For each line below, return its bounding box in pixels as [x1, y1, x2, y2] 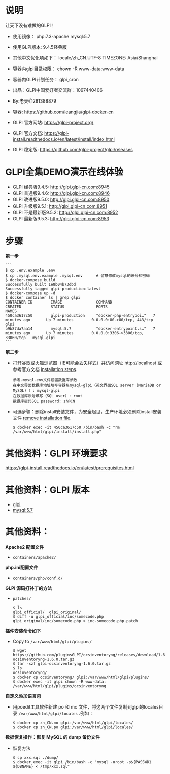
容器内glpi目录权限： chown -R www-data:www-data [12, 65, 124, 72]
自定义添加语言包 [5, 693, 41, 699]
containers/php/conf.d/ [12, 576, 63, 581]
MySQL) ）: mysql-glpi [12, 388, 60, 393]
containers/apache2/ [12, 555, 56, 560]
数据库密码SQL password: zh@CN [12, 399, 75, 404]
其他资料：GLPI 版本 [5, 484, 90, 495]
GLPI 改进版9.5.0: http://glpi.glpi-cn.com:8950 [12, 196, 110, 203]
